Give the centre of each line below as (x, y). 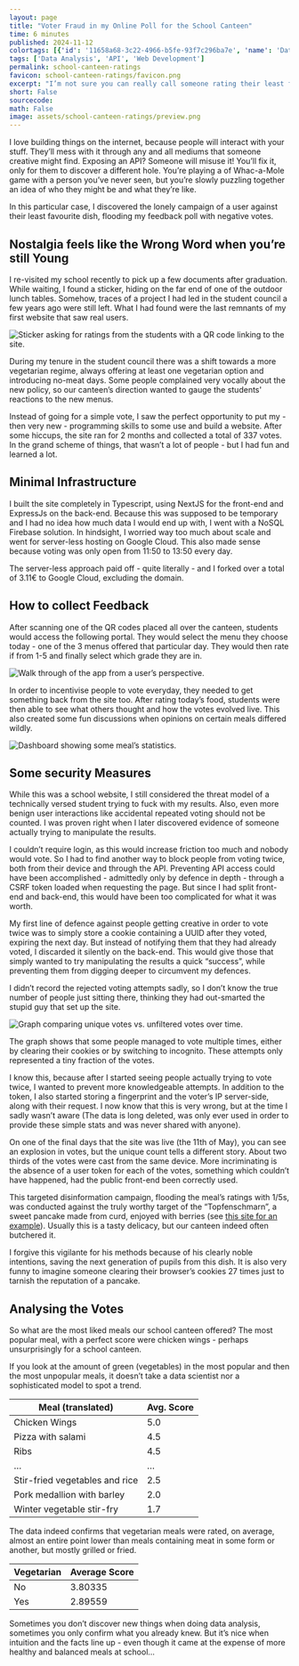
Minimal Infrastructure (73, 482)
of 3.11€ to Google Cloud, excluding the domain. (97, 577)
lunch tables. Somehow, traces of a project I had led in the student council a (148, 298)
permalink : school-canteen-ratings (75, 68)
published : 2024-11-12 (51, 42)
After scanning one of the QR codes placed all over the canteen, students (144, 627)
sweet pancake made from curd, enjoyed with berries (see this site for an (143, 1216)
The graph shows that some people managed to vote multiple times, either (145, 1042)
